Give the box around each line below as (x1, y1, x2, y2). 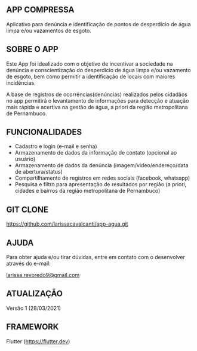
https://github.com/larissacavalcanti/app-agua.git (6, 220, 128, 227)
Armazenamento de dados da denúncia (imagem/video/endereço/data (14, 162, 189, 169)
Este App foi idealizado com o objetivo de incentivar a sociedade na (6, 60, 173, 67)
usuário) (14, 155, 36, 163)
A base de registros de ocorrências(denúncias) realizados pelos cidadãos (6, 91, 188, 98)
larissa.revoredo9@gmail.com (6, 272, 80, 279)
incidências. (6, 79, 36, 86)
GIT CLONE (6, 204, 49, 214)
